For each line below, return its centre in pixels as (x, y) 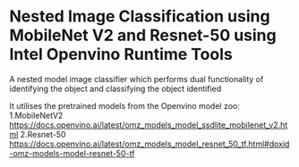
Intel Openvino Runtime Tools (121, 54)
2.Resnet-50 (43, 134)
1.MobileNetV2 (36, 115)
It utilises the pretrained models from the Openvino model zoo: (124, 105)
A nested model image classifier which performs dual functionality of (137, 79)
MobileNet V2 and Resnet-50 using (143, 35)
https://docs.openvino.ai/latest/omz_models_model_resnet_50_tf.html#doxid (149, 144)
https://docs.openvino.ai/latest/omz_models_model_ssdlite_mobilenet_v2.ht (149, 125)
